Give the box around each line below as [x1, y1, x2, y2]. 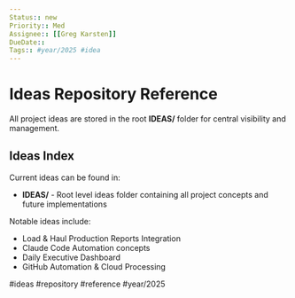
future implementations [21, 199, 108, 209]
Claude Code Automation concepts [21, 242, 151, 253]
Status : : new [9, 12, 58, 22]
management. [9, 123, 60, 134]
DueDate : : [9, 37, 46, 47]
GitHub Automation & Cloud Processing [21, 261, 167, 271]
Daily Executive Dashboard [21, 252, 121, 263]
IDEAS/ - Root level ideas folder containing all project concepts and [21, 189, 268, 200]
